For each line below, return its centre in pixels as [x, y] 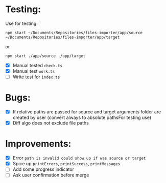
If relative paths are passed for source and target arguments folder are [87, 112]
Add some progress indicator [43, 169]
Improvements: [38, 144]
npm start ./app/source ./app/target [45, 56]
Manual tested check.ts [38, 65]
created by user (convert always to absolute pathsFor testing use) [82, 117]
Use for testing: [22, 23]
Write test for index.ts [36, 77]
